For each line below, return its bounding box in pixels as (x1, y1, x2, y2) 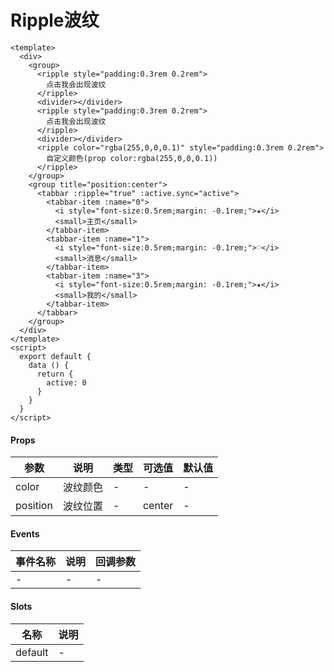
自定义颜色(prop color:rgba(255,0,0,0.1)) (46, 153, 218, 163)
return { (36, 369, 74, 379)
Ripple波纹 (10, 9, 100, 32)
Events (10, 527, 40, 540)
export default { (19, 351, 92, 361)
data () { (28, 360, 70, 370)
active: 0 (46, 377, 87, 388)
